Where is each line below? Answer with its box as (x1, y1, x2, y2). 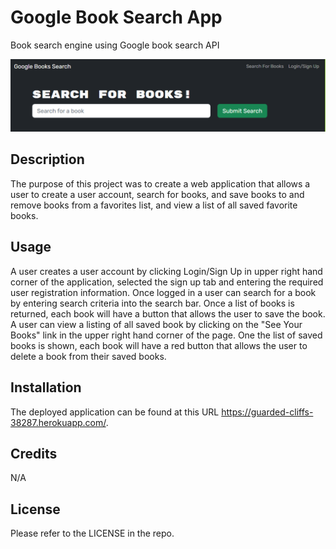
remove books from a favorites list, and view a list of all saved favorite (10, 199, 298, 211)
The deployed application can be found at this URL (10, 406, 220, 418)
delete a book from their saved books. (10, 350, 167, 362)
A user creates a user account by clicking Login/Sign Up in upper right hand (10, 265, 323, 277)
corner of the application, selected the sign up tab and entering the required (10, 276, 324, 288)
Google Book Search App (10, 6, 223, 29)
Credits (10, 445, 58, 462)
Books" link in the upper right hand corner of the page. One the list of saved (10, 329, 323, 341)
